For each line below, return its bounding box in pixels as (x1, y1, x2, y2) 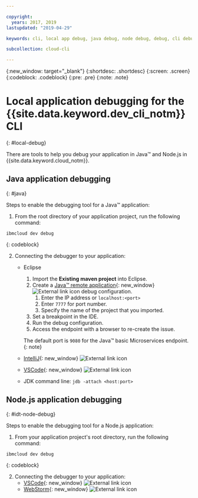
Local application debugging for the (6, 95, 184, 108)
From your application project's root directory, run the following (14, 433, 169, 441)
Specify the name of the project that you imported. (41, 306, 164, 313)
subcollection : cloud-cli (6, 46, 70, 52)
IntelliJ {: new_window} (23, 354, 78, 361)
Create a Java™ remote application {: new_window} (32, 282, 155, 289)
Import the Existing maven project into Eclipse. (32, 275, 147, 282)
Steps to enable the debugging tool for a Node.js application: (6, 422, 154, 429)
